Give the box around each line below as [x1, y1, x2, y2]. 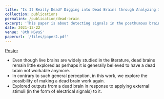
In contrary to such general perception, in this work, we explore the [12, 73, 148, 79]
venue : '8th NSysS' [5, 30, 45, 35]
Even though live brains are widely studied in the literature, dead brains [12, 57, 155, 63]
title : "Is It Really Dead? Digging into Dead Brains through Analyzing [5, 7, 156, 12]
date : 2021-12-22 [5, 25, 41, 30]
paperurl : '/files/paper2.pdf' [5, 35, 69, 40]
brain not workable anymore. [12, 67, 70, 73]
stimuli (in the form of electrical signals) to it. [12, 88, 102, 94]
